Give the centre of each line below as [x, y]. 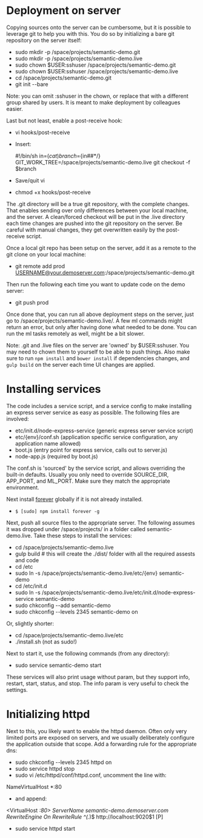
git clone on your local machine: [46, 254]
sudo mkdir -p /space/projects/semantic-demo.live [79, 58]
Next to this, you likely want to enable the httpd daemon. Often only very [97, 731]
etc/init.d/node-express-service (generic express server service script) [104, 431]
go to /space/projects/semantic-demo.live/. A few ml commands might [95, 320]
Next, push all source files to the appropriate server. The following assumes [101, 523]
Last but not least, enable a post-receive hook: [65, 120]
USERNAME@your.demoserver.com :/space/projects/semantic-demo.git [105, 272]
